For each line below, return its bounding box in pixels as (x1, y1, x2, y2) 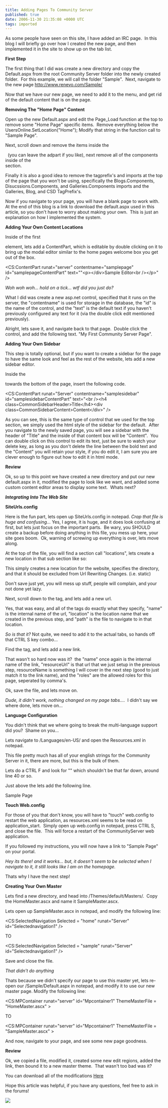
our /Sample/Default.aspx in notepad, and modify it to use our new (17, 983, 155, 989)
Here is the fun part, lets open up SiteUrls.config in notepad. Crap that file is (5, 514, 163, 520)
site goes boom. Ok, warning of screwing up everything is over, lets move (5, 535, 159, 541)
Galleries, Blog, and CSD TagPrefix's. (5, 189, 82, 195)
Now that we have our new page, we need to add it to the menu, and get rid (5, 91, 162, 97)
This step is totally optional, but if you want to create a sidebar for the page (5, 351, 161, 357)
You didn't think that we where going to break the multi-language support (5, 722, 157, 728)
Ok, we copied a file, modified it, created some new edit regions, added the (5, 1058, 161, 1064)
